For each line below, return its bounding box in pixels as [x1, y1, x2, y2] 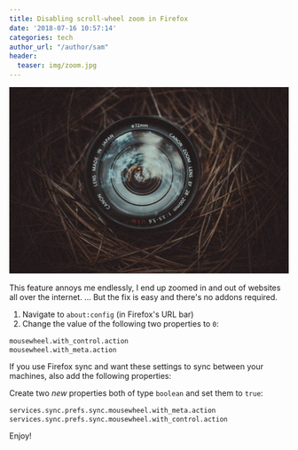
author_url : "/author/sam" [9, 43, 109, 51]
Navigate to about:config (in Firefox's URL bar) [21, 309, 194, 320]
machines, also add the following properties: [9, 370, 171, 381]
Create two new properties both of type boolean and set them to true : [9, 387, 263, 399]
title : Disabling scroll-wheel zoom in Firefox [9, 14, 189, 23]
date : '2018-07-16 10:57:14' [9, 23, 117, 33]
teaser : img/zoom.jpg [17, 61, 98, 70]
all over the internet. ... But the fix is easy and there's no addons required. [9, 291, 278, 302]
